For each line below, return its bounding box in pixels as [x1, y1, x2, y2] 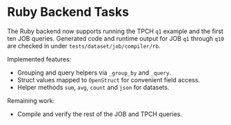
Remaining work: [7, 96, 55, 104]
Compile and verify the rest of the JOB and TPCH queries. [17, 110, 183, 118]
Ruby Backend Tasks [7, 4, 130, 20]
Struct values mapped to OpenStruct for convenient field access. [17, 75, 201, 84]
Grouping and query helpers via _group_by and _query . [17, 68, 171, 77]
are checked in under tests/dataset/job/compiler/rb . [7, 41, 161, 50]
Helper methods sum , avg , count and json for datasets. [17, 83, 170, 91]
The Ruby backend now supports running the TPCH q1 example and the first [7, 27, 224, 35]
